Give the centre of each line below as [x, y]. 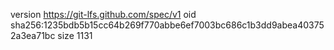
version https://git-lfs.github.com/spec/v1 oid [103, 14]
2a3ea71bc [33, 35]
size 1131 [75, 35]
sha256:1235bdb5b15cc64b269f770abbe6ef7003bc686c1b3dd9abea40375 [167, 25]
